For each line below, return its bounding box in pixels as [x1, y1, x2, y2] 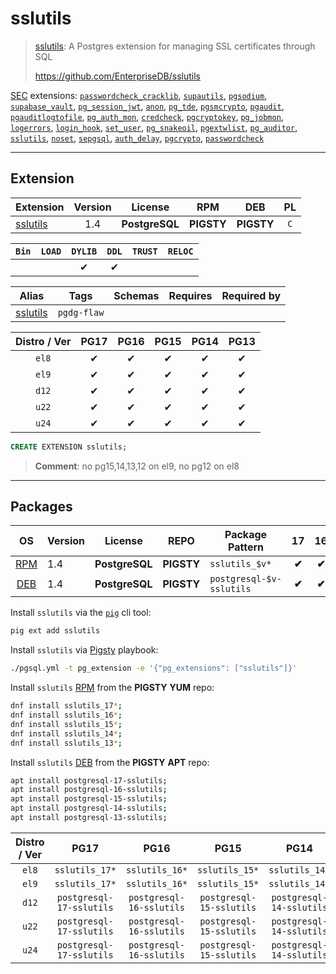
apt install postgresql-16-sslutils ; [10, 785, 168, 795]
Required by [221, 288, 282, 302]
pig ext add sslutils [10, 626, 101, 636]
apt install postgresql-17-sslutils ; [10, 775, 168, 786]
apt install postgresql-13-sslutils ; [10, 813, 168, 823]
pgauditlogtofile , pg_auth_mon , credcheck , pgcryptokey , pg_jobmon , [10, 110, 284, 122]
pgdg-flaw [57, 307, 105, 318]
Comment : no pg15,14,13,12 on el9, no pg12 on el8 [34, 460, 240, 472]
